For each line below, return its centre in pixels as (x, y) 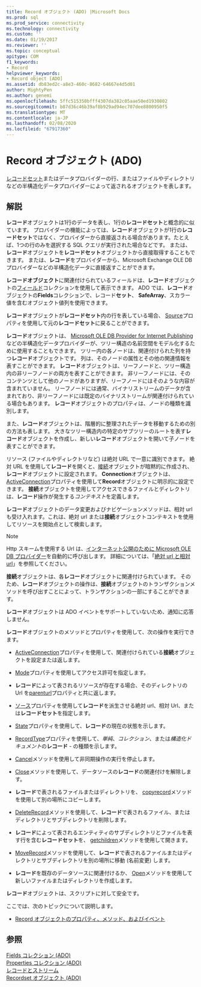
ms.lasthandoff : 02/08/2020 (41, 124)
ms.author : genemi (29, 96)
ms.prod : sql (22, 17)
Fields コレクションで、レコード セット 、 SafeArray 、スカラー (114, 295)
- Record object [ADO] (34, 79)
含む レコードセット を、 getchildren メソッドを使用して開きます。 (111, 840)
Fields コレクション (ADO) (38, 955)
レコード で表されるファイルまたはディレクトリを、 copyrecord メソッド (103, 792)
